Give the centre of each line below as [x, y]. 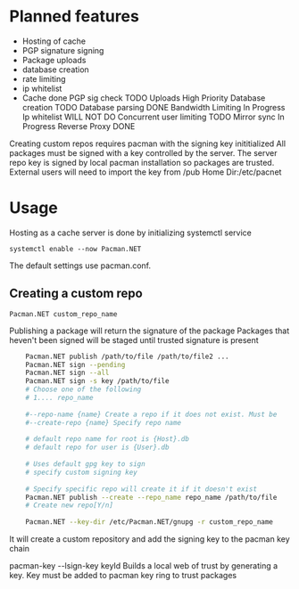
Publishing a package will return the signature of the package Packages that [149, 331]
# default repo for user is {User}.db [97, 447]
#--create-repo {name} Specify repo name [103, 422]
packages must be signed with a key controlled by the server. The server [143, 152]
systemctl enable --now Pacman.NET [75, 249]
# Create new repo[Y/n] [70, 505]
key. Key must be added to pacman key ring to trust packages [123, 576]
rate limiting [44, 78]
